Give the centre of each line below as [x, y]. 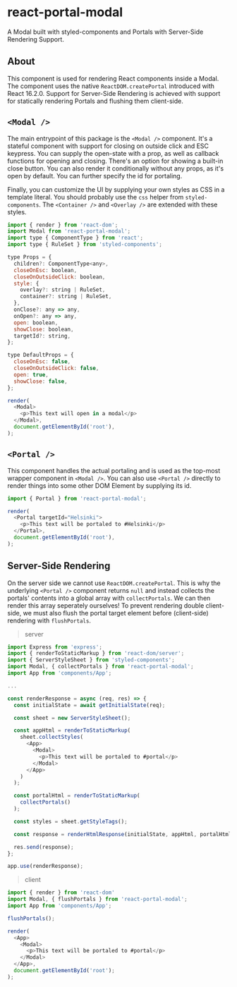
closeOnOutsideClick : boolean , [60, 277]
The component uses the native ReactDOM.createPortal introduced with [111, 86]
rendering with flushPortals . [49, 620]
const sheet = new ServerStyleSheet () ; [72, 718]
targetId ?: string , [42, 336]
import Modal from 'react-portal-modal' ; [69, 231]
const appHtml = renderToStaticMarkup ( [72, 730]
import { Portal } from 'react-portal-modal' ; [77, 498]
